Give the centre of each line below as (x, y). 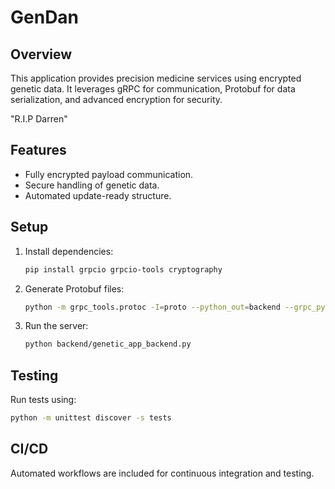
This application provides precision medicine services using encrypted (156, 78)
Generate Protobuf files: (74, 288)
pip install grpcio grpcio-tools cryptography (123, 269)
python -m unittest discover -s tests (91, 418)
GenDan (45, 17)
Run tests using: (43, 400)
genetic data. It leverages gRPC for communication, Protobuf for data (153, 89)
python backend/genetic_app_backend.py (108, 344)
